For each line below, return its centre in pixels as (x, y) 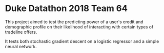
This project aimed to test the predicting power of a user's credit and (74, 22)
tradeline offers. (21, 32)
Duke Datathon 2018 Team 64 (66, 8)
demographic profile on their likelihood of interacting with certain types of (79, 26)
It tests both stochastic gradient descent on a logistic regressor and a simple (82, 41)
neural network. (21, 46)
